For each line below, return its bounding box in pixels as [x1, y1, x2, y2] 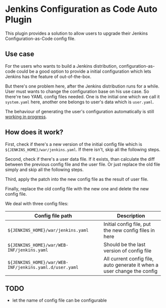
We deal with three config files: [5, 200, 69, 206]
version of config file [103, 247, 152, 254]
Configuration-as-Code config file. [5, 36, 76, 42]
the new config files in [103, 226, 155, 233]
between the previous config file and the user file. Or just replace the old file [5, 161, 161, 167]
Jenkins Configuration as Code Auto [5, 3, 158, 15]
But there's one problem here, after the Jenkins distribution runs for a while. [5, 83, 160, 89]
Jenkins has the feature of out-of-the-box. [5, 73, 91, 80]
